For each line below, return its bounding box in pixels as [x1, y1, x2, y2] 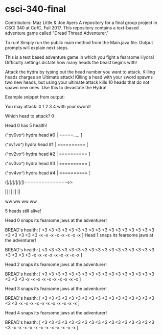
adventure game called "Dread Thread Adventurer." [5, 30, 109, 36]
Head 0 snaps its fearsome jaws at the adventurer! [5, 217, 107, 223]
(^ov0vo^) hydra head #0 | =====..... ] [5, 132, 83, 138]
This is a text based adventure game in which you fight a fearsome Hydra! [5, 54, 154, 60]
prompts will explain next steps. [5, 45, 69, 50]
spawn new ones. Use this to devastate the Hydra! [5, 84, 107, 90]
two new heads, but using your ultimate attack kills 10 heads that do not [5, 79, 150, 85]
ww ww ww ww [5, 198, 37, 204]
